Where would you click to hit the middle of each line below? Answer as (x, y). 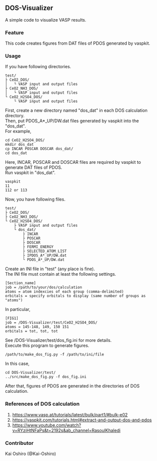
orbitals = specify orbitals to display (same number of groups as (76, 296)
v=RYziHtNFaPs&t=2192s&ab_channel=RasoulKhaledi (66, 430)
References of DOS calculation (42, 404)
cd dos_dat (16, 153)
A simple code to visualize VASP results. (46, 20)
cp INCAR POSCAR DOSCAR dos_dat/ (39, 149)
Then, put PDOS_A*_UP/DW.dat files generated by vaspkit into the (72, 121)
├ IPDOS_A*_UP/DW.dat (45, 256)
